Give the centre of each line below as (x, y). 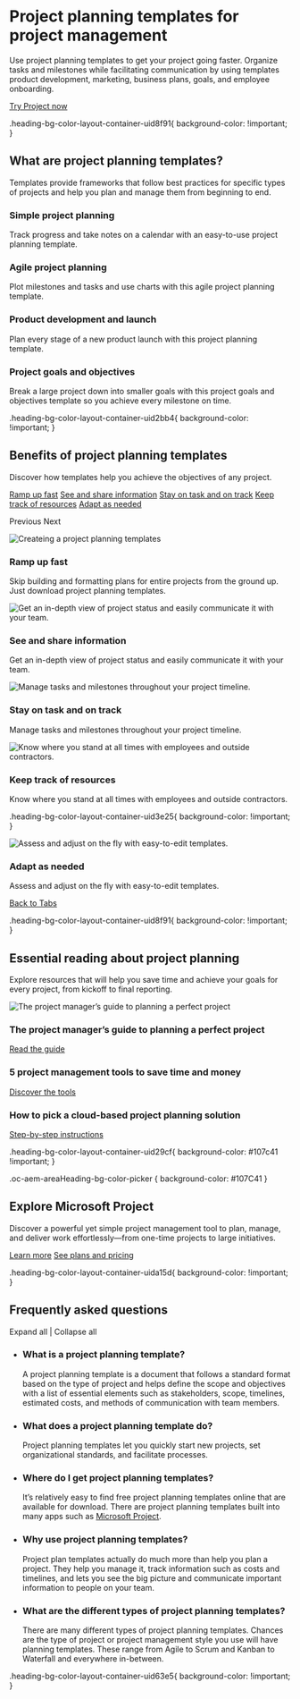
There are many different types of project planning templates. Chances (153, 1630)
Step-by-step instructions (57, 1134)
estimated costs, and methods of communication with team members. (150, 1402)
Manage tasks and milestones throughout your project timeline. (125, 730)
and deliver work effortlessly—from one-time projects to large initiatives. (143, 1238)
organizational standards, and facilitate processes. (115, 1455)
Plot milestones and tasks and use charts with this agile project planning (142, 287)
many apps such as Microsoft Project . (92, 1517)
